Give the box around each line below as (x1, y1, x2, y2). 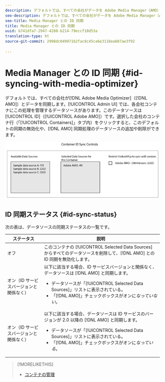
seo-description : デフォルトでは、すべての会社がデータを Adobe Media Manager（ (5, 13, 160, 18)
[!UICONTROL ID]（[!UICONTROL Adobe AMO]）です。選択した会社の (5, 113, 147, 119)
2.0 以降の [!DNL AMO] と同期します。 (62, 317, 140, 323)
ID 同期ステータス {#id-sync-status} (5, 210, 117, 218)
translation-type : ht (5, 34, 50, 39)
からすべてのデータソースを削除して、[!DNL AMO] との (44, 250, 155, 256)
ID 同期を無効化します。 (44, 256, 92, 262)
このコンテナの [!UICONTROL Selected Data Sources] (44, 244, 153, 250)
